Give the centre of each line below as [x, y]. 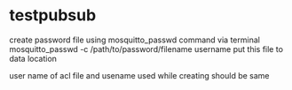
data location [33, 58]
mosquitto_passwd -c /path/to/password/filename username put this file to [146, 49]
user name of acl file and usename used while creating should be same [139, 75]
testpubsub [53, 15]
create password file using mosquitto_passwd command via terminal [134, 40]
